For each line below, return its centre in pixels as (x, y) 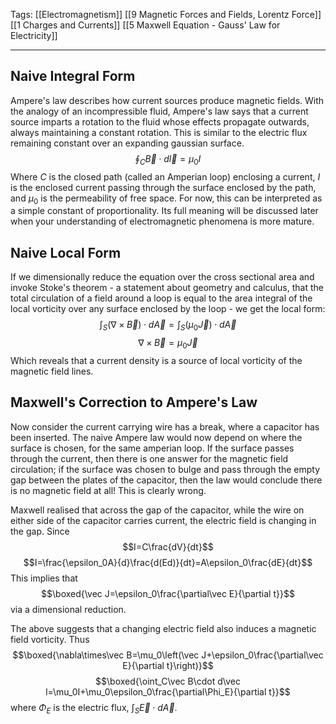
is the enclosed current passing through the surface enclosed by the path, (163, 187)
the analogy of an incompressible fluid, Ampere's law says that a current (159, 111)
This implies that (44, 578)
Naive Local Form (66, 252)
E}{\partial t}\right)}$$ (168, 665)
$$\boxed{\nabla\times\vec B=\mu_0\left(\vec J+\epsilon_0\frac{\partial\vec (168, 655)
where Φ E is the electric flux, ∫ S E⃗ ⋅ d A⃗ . (94, 708)
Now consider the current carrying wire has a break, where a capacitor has (165, 426)
